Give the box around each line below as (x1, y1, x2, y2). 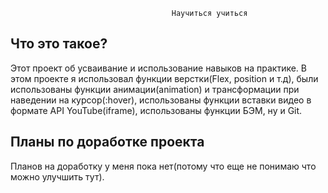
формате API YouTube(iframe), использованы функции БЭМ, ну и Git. (10, 104, 303, 116)
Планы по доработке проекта (10, 134, 205, 151)
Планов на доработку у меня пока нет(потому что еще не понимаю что (10, 160, 317, 172)
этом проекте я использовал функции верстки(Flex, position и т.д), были (10, 72, 319, 84)
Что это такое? (10, 35, 108, 53)
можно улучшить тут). (10, 170, 105, 183)
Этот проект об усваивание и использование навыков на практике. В (10, 62, 307, 74)
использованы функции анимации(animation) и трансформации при (10, 83, 300, 95)
